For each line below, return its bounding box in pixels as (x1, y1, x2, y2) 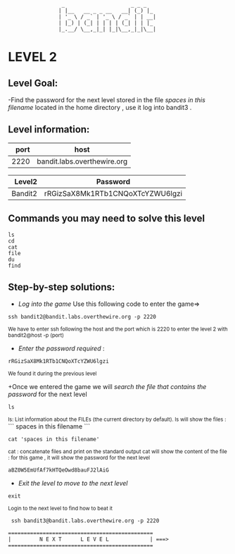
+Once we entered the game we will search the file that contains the (8, 383, 207, 391)
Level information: (8, 123, 90, 135)
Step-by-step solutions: (8, 281, 115, 293)
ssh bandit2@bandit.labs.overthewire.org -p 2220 (8, 314, 157, 321)
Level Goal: (8, 77, 58, 89)
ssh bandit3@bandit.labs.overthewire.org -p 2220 (11, 517, 160, 524)
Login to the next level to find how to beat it (8, 505, 113, 512)
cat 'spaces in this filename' (8, 436, 100, 443)
